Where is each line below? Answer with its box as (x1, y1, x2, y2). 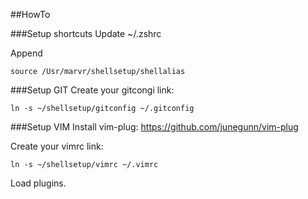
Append (10, 47, 43, 59)
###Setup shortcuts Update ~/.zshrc (10, 28, 162, 39)
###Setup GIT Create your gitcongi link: (10, 84, 175, 96)
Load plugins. (10, 177, 67, 189)
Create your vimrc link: (10, 140, 104, 152)
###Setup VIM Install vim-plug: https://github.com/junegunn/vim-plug (10, 121, 299, 133)
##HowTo (10, 9, 51, 20)
